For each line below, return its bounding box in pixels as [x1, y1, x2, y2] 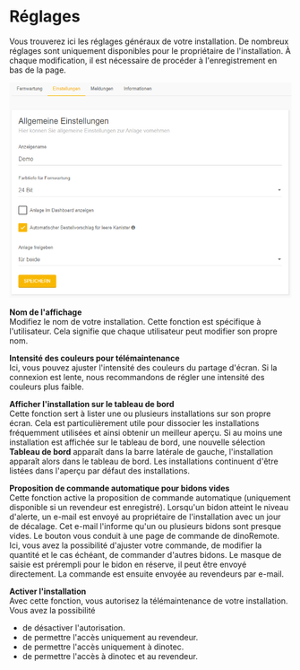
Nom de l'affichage [9, 307, 82, 318]
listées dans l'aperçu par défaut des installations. [9, 466, 191, 476]
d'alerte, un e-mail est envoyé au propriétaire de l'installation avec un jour [9, 511, 281, 522]
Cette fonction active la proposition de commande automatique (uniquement [9, 492, 291, 503]
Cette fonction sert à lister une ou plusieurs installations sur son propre [9, 408, 271, 419]
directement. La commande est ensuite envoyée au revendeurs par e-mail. [9, 569, 285, 579]
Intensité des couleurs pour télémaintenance [9, 352, 181, 364]
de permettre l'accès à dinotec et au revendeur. [21, 651, 199, 662]
